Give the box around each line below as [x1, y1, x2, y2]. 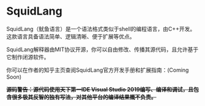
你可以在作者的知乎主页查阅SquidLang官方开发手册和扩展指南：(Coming [6, 66, 189, 74]
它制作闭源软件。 [6, 53, 50, 60]
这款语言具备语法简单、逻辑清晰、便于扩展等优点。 [6, 32, 135, 40]
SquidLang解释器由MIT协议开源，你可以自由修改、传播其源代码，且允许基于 [6, 46, 199, 53]
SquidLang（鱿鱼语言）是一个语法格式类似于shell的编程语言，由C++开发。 [6, 25, 196, 32]
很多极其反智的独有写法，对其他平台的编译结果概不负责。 [11, 93, 157, 101]
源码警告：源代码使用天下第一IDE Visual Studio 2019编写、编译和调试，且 [6, 85, 194, 93]
